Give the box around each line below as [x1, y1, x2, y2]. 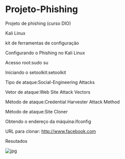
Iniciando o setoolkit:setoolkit [5, 69, 66, 75]
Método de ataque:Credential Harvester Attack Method [5, 99, 120, 105]
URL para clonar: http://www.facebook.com [5, 128, 96, 134]
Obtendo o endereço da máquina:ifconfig [5, 118, 91, 125]
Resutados [5, 138, 28, 144]
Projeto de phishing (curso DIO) [5, 20, 71, 26]
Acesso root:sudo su [5, 59, 49, 65]
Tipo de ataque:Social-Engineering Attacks [5, 79, 95, 85]
